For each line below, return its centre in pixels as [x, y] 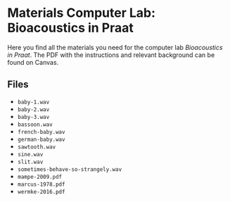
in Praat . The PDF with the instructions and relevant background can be [111, 55]
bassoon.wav [35, 125]
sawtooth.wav [37, 147]
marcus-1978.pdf [41, 184]
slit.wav [30, 162]
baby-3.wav [33, 117]
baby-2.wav [33, 109]
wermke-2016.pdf [41, 191]
